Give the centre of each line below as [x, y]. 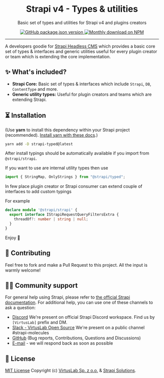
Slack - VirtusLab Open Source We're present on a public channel [78, 328]
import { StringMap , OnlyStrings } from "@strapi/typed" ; [65, 177]
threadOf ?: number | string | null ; [51, 219]
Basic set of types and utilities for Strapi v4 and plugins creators [82, 23]
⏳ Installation [26, 115]
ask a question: [20, 308]
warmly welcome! [23, 270]
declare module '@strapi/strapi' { [41, 210]
